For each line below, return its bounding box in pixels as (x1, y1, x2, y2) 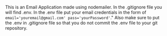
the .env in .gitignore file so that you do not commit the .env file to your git (5, 20, 158, 26)
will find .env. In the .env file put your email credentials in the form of (5, 9, 146, 15)
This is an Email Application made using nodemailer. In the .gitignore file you (5, 4, 162, 10)
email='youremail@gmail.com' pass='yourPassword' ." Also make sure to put (5, 15, 160, 20)
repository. (5, 25, 27, 31)
